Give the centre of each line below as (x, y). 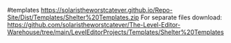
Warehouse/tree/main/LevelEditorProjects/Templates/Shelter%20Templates (115, 32)
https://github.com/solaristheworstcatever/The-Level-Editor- (94, 25)
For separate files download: (181, 17)
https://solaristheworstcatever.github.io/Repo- (107, 10)
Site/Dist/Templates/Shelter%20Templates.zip (73, 17)
